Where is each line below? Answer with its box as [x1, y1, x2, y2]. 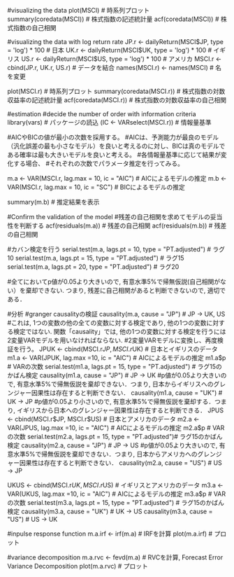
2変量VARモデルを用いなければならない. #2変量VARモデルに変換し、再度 [7, 336, 218, 345]
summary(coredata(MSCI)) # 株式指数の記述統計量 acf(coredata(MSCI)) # [7, 15, 219, 23]
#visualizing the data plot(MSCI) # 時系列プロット [7, 6, 150, 14]
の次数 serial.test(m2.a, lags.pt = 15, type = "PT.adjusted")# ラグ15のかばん [7, 433, 223, 440]
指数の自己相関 [13, 24, 57, 32]
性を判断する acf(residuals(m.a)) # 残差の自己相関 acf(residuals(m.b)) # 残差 [7, 221, 227, 230]
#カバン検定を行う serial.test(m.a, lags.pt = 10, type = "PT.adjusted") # [7, 245, 212, 253]
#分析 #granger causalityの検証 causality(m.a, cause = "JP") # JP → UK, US [7, 310, 226, 318]
